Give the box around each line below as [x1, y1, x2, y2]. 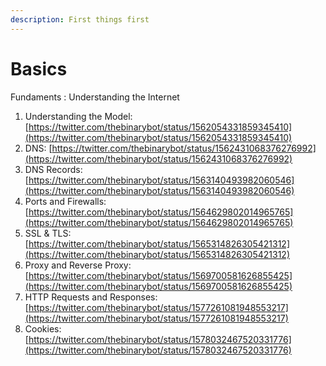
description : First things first [10, 14, 150, 25]
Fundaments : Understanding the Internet [10, 91, 180, 103]
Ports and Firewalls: [24, 195, 107, 207]
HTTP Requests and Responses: [24, 291, 158, 303]
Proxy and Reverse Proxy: [24, 259, 132, 271]
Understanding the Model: [24, 110, 133, 122]
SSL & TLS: [24, 227, 72, 239]
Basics [10, 57, 68, 80]
